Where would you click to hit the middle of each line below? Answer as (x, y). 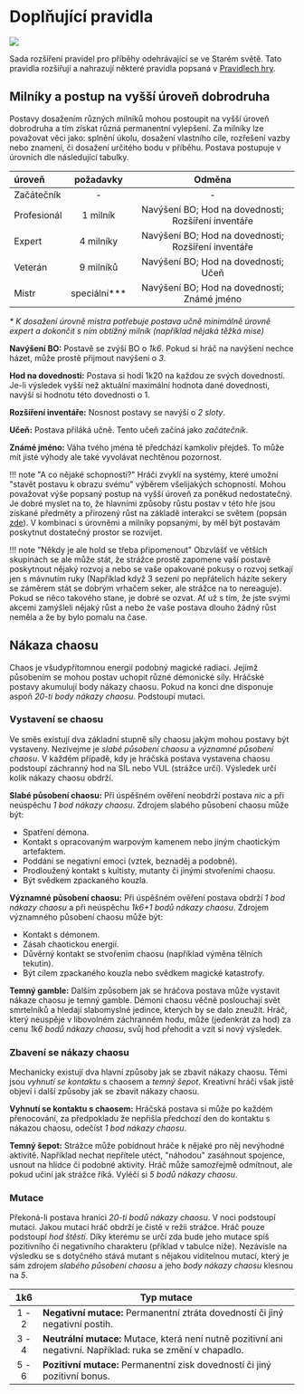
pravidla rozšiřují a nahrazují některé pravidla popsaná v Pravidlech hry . (142, 68)
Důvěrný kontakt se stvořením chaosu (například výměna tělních (142, 953)
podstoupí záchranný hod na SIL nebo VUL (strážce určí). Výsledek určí (143, 768)
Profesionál (38, 215)
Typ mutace (166, 1298)
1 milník (99, 215)
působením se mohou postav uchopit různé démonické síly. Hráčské (137, 677)
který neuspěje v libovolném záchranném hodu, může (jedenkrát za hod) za (150, 1019)
